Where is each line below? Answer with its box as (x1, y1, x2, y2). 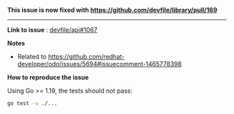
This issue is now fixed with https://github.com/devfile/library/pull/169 (7, 6, 218, 14)
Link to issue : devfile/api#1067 (7, 26, 97, 34)
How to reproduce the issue (7, 73, 89, 82)
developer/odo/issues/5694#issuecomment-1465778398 (17, 60, 182, 68)
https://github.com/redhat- (47, 53, 125, 61)
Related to (17, 53, 47, 61)
